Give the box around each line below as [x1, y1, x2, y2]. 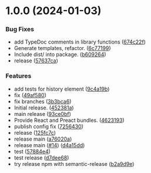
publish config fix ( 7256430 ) [14, 122, 83, 130]
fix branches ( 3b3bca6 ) [14, 98, 72, 105]
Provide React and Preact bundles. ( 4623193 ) [14, 117, 125, 124]
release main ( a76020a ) [14, 135, 72, 142]
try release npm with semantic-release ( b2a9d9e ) [14, 160, 135, 167]
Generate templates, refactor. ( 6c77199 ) [14, 45, 111, 52]
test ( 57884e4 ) [14, 148, 51, 155]
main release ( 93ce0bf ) [14, 110, 72, 117]
